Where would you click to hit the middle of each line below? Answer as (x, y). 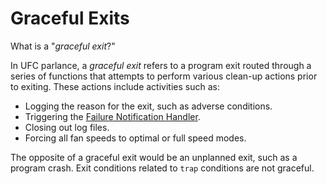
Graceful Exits (70, 18)
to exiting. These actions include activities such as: (115, 86)
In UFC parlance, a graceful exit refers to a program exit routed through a (161, 65)
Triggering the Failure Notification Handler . (112, 116)
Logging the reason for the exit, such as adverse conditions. (148, 106)
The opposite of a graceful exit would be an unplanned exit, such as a (154, 157)
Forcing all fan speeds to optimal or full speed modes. (135, 138)
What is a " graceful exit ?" (63, 46)
